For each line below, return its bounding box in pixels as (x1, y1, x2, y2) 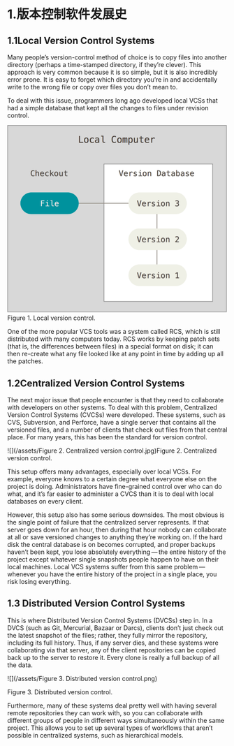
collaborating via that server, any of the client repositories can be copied (7, 645, 217, 654)
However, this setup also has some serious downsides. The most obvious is (7, 511, 225, 519)
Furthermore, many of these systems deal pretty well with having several (7, 701, 217, 710)
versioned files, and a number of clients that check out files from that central (7, 425, 228, 434)
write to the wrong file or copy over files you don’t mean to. (7, 83, 178, 91)
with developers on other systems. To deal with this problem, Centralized (7, 403, 218, 412)
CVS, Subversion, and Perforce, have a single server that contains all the (7, 418, 217, 427)
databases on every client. (7, 497, 84, 506)
